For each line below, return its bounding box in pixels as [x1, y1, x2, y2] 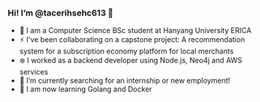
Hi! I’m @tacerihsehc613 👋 [7, 7, 114, 19]
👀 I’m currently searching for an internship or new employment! [19, 76, 231, 86]
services [19, 67, 49, 77]
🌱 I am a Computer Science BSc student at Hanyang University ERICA [19, 26, 252, 36]
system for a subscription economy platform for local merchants [19, 46, 234, 56]
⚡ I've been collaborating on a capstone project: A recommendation [19, 35, 245, 45]
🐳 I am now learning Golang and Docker [19, 84, 152, 94]
